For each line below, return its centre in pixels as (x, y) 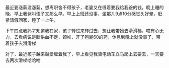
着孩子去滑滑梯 (21, 43)
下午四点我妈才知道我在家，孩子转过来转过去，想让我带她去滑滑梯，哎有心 (82, 31)
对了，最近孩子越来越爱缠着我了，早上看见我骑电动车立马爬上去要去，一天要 (84, 54)
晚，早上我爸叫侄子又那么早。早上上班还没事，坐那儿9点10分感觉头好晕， (82, 14)
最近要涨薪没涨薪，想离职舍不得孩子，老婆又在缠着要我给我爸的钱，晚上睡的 (84, 7)
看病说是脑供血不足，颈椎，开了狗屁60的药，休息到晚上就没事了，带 (90, 37)
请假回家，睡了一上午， (34, 20)
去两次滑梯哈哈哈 (23, 60)
